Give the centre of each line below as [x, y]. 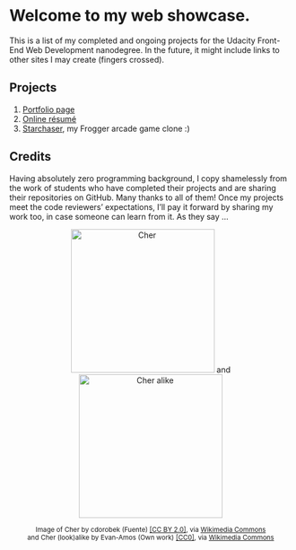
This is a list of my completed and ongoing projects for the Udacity [132, 40]
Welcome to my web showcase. [130, 16]
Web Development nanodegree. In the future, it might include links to [152, 49]
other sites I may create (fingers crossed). [87, 59]
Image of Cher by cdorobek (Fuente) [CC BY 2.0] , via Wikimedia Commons [151, 529]
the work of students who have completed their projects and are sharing [143, 188]
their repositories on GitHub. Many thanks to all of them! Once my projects [147, 197]
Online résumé [49, 118]
